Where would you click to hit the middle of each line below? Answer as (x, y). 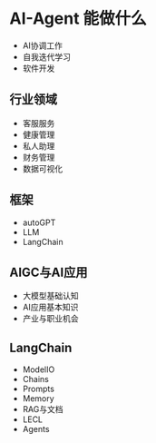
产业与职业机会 (50, 319)
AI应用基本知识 (50, 307)
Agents (36, 429)
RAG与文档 (43, 409)
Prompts (38, 389)
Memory (38, 399)
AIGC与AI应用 (49, 272)
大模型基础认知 (50, 296)
